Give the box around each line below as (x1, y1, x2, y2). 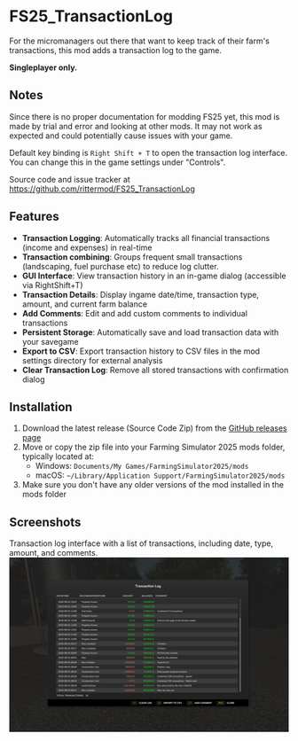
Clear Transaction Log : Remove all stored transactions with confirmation (21, 364, 289, 375)
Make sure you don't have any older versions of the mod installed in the (21, 480, 284, 490)
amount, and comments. (9, 548, 98, 558)
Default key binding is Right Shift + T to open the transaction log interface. (9, 147, 288, 158)
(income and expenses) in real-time (21, 242, 153, 253)
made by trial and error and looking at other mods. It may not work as (9, 121, 263, 131)
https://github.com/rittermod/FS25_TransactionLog (9, 183, 195, 194)
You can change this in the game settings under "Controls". (9, 157, 226, 168)
